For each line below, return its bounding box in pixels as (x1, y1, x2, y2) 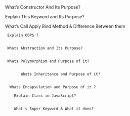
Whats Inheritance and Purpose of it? (20, 72, 100, 77)
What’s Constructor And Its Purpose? (5, 4, 81, 10)
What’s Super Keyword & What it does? (14, 106, 94, 111)
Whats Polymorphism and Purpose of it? (7, 59, 90, 64)
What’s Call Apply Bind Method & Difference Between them (5, 23, 125, 29)
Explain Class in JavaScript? (14, 93, 77, 98)
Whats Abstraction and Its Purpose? (7, 46, 83, 51)
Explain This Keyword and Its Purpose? (5, 14, 85, 19)
